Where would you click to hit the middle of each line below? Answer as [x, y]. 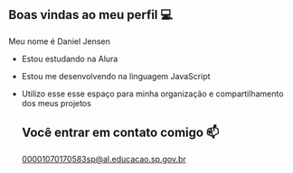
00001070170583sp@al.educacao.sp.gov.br [104, 159]
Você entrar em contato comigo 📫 [120, 133]
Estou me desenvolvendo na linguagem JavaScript [116, 76]
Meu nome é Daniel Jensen [59, 41]
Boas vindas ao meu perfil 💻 [91, 15]
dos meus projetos [56, 103]
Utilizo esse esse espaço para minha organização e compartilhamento [152, 94]
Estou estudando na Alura [70, 59]
